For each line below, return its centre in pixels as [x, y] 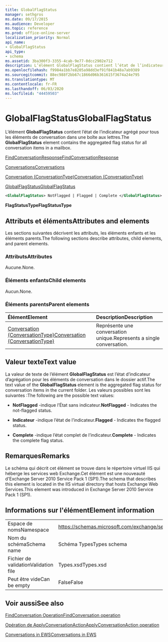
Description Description [124, 317]
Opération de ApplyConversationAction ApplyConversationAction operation [82, 625]
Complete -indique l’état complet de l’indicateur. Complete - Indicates [84, 435]
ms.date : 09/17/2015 [27, 19]
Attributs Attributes [29, 256]
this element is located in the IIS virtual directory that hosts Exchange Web [82, 484]
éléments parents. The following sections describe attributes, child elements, [84, 238]
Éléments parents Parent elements [47, 304]
